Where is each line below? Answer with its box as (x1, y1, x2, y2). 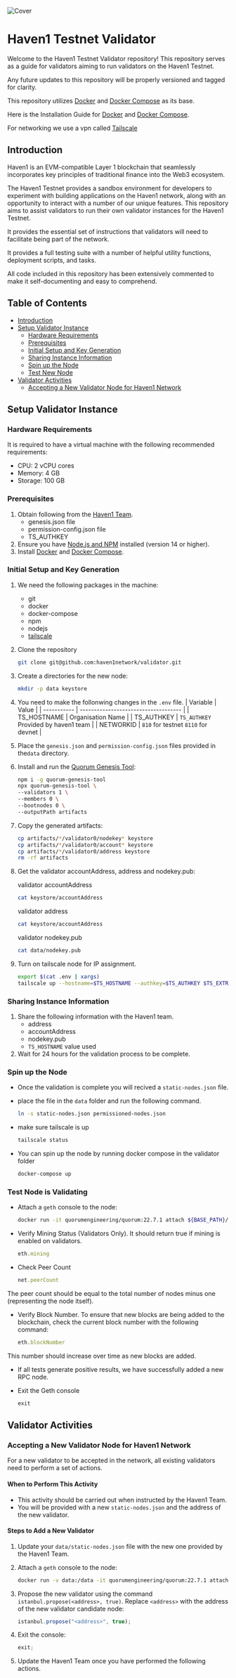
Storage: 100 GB (17, 476, 65, 485)
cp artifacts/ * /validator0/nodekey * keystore (17, 834, 153, 842)
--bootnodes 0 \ (17, 802, 65, 809)
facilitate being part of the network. (7, 235, 110, 243)
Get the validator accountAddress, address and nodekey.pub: (17, 867, 195, 876)
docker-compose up (17, 1170, 72, 1178)
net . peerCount (17, 1276, 59, 1283)
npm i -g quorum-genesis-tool (17, 776, 107, 783)
